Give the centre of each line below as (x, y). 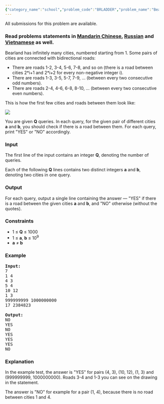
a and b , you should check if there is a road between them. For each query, (81, 126)
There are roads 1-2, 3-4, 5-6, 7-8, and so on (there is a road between (82, 67)
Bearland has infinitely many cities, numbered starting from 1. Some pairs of (81, 53)
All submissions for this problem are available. (51, 23)
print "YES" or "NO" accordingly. (38, 132)
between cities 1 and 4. (28, 397)
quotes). (13, 208)
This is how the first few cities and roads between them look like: (70, 102)
